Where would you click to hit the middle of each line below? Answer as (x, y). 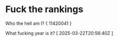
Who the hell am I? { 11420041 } (38, 23)
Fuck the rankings (44, 9)
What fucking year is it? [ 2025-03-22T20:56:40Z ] (59, 33)
